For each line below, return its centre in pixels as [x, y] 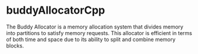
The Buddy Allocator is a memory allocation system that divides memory [95, 27]
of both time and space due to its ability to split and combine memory [91, 39]
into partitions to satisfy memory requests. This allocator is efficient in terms [99, 33]
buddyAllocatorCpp [56, 10]
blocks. [15, 46]
